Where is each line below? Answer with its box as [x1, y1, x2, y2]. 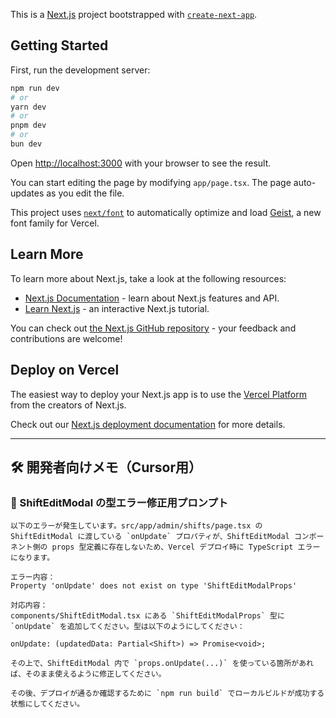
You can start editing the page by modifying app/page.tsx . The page [10, 176, 292, 188]
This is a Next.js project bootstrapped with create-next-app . [10, 9, 258, 20]
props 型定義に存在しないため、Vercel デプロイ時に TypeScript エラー [51, 542, 321, 553]
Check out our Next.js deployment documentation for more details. [10, 418, 286, 430]
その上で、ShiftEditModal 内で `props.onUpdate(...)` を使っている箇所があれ [10, 659, 314, 669]
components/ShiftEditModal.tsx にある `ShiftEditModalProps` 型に [10, 611, 285, 621]
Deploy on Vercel [10, 362, 120, 379]
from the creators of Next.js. [10, 399, 127, 411]
